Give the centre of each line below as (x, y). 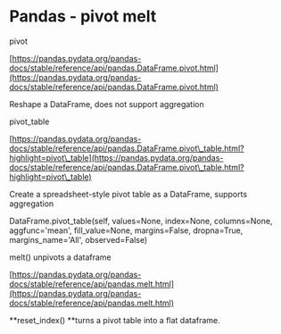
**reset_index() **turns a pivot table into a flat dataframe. (115, 320)
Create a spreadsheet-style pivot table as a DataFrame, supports (128, 194)
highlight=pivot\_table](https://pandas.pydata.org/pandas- (116, 157)
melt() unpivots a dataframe (60, 257)
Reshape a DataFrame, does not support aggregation (107, 104)
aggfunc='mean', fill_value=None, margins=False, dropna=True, (126, 230)
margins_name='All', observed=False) (79, 239)
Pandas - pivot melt (83, 17)
